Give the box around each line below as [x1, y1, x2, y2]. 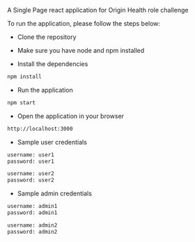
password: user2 [7, 177, 54, 184]
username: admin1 [7, 203, 58, 210]
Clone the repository [17, 33, 77, 41]
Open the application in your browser [17, 111, 124, 120]
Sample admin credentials [17, 189, 93, 197]
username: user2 [7, 170, 54, 177]
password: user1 [7, 158, 54, 165]
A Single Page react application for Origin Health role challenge [7, 6, 189, 14]
